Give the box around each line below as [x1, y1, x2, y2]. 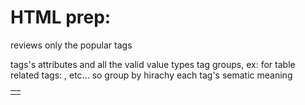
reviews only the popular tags [10, 39, 133, 51]
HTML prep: [10, 6, 112, 29]
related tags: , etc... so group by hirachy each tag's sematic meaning [10, 69, 293, 81]
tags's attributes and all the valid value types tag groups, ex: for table [10, 58, 296, 70]
